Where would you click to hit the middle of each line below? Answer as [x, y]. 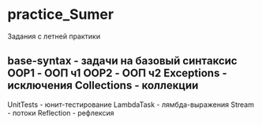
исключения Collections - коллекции [103, 85]
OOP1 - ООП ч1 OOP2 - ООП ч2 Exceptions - [117, 74]
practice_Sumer [61, 15]
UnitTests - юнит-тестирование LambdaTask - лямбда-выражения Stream [131, 105]
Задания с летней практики [54, 36]
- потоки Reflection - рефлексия [61, 112]
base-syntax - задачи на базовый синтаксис [122, 61]
